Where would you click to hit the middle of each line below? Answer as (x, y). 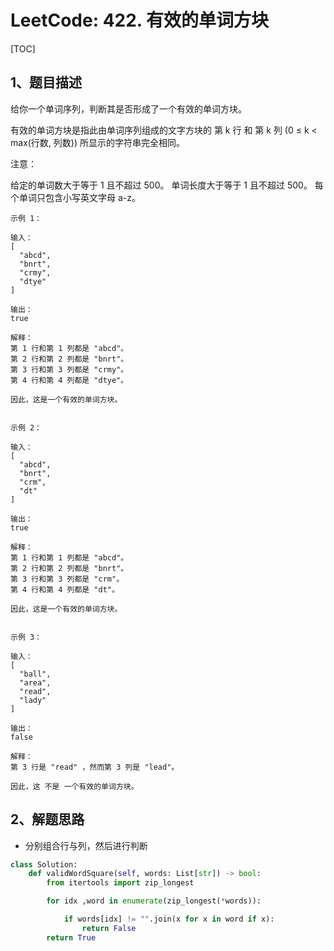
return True (71, 937)
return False (109, 928)
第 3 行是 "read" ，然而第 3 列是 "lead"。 (95, 767)
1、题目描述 (46, 82)
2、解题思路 (47, 819)
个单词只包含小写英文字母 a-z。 (75, 197)
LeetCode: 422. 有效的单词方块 (139, 20)
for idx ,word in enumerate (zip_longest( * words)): (154, 901)
